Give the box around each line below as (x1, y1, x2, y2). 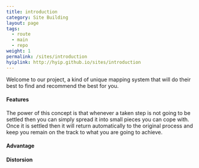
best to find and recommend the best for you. (6, 82, 119, 89)
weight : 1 (6, 48, 31, 54)
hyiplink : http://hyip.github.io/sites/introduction (6, 59, 141, 65)
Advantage (6, 142, 35, 149)
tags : (6, 25, 20, 32)
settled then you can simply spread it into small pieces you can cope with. (6, 116, 189, 123)
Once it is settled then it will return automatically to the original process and (6, 122, 194, 129)
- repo (11, 43, 28, 49)
